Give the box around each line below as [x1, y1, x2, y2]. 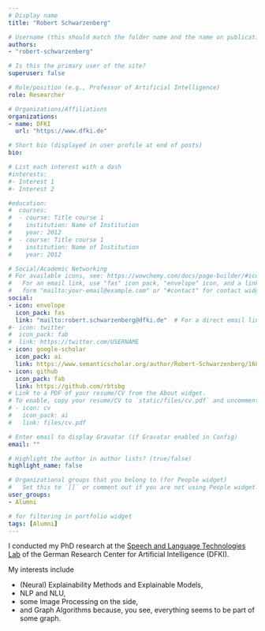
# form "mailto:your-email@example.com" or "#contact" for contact [8, 287, 242, 295]
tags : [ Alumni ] [8, 520, 58, 528]
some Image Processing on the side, [19, 597, 139, 607]
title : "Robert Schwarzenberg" [8, 19, 111, 27]
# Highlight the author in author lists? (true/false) [8, 454, 192, 462]
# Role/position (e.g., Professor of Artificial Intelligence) [8, 84, 221, 91]
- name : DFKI [8, 120, 51, 128]
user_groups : [8, 491, 51, 498]
